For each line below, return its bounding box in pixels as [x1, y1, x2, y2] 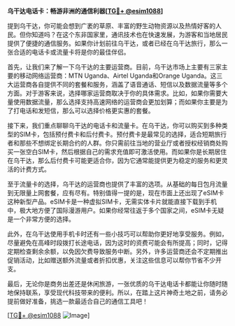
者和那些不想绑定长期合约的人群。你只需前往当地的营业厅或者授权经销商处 [7, 139, 222, 147]
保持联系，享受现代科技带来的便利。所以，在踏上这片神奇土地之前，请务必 [13, 288, 228, 297]
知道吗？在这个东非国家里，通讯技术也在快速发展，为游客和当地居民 [31, 31, 228, 38]
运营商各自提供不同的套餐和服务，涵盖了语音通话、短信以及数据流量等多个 [13, 80, 228, 88]
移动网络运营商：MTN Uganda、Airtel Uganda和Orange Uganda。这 [19, 71, 217, 80]
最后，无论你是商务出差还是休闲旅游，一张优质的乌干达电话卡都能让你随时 [7, 280, 222, 288]
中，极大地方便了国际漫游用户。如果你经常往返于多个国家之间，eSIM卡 [7, 206, 212, 214]
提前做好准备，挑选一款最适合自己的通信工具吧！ [7, 297, 148, 305]
